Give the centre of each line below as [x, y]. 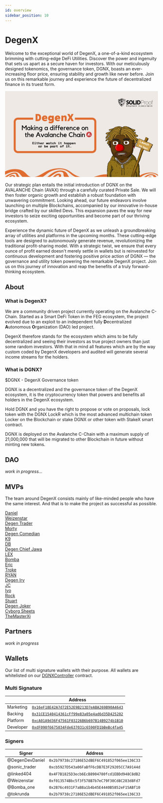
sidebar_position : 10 [27, 15]
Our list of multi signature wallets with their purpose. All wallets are [72, 670]
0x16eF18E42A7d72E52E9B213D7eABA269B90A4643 [78, 707]
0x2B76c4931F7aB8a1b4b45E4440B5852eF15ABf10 [95, 788]
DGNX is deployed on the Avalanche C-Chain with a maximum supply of [77, 434]
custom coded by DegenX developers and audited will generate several [76, 352]
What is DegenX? [26, 301]
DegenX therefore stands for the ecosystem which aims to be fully [71, 336]
